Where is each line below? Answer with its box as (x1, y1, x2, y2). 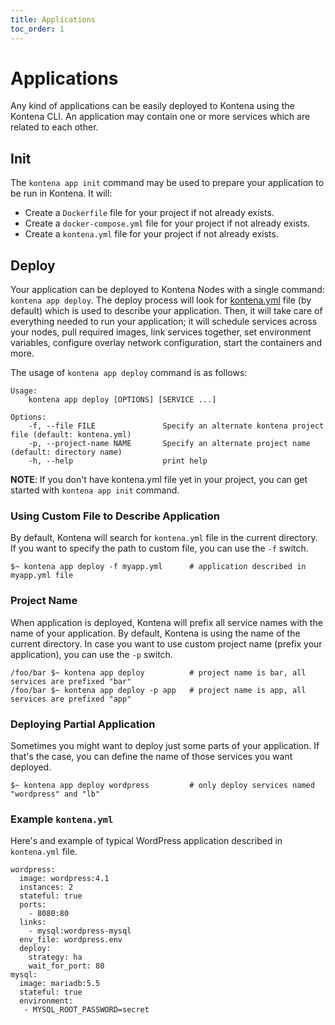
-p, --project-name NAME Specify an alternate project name (28, 439, 311, 449)
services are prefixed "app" (10, 694, 132, 704)
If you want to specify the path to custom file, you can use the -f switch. (10, 542, 309, 555)
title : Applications (10, 14, 97, 25)
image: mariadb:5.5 (19, 979, 101, 989)
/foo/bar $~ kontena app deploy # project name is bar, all (10, 667, 307, 678)
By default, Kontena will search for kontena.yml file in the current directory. (10, 532, 318, 544)
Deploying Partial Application (10, 717, 156, 731)
